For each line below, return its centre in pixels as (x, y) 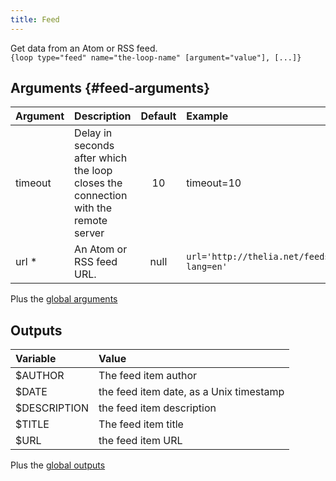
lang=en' (207, 267)
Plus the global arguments (64, 299)
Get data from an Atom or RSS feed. (84, 48)
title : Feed (35, 19)
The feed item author (148, 376)
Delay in (93, 133)
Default (158, 116)
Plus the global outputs (58, 465)
